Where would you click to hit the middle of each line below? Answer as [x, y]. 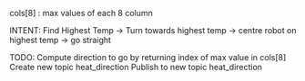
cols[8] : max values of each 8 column [81, 13]
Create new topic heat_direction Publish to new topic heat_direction [136, 67]
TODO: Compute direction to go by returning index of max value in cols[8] [148, 57]
